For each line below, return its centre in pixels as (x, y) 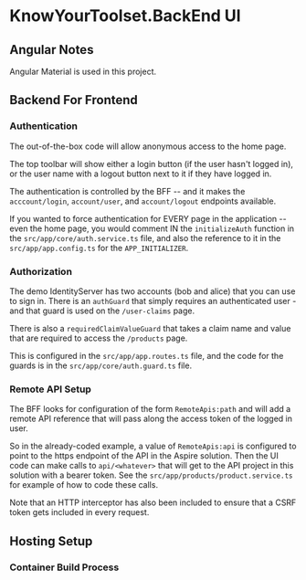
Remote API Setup (50, 389)
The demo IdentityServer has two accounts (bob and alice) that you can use (153, 291)
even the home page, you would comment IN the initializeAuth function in (152, 228)
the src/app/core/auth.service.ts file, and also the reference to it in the (145, 237)
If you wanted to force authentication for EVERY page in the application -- (148, 218)
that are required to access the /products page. (99, 338)
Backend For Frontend (74, 100)
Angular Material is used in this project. (83, 71)
